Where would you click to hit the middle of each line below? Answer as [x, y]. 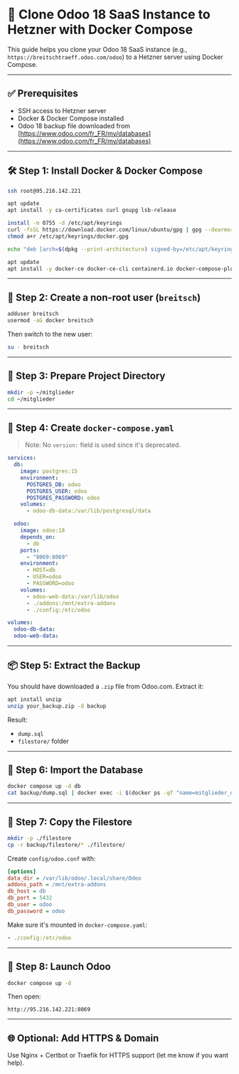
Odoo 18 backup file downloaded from [74, 126]
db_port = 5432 [30, 898]
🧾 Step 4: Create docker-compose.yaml [91, 427]
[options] [22, 871]
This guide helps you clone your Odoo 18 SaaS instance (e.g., [97, 49]
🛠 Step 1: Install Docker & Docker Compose [105, 171]
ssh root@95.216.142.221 [44, 191]
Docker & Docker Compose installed [71, 118]
